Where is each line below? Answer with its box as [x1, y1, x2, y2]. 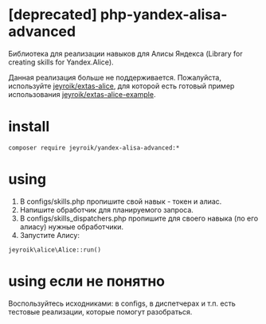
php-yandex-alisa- [100, 6, 228, 24]
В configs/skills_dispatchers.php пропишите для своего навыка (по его [19, 213, 259, 223]
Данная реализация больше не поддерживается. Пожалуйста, [8, 72, 221, 82]
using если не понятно [8, 272, 166, 290]
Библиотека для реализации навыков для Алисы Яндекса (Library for [8, 49, 243, 58]
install [8, 118, 50, 136]
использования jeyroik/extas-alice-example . [8, 89, 156, 99]
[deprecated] [8, 6, 98, 24]
